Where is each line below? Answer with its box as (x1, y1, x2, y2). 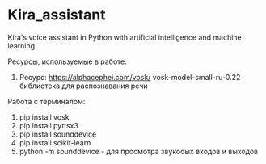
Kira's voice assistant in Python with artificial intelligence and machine (7, 32, 242, 42)
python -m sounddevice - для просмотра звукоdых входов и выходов (19, 146, 259, 156)
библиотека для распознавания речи (19, 81, 148, 90)
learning (7, 40, 36, 50)
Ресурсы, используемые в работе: (7, 57, 127, 66)
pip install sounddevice (19, 129, 97, 139)
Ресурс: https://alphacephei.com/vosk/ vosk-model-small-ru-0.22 (19, 72, 241, 82)
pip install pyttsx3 (19, 120, 78, 130)
